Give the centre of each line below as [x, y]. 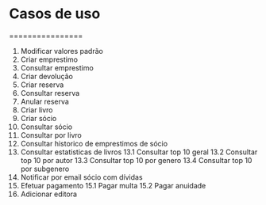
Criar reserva [42, 85]
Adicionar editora [49, 194]
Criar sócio [39, 118]
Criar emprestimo [49, 59]
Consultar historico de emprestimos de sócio [94, 143]
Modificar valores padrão [62, 51]
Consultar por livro [51, 135]
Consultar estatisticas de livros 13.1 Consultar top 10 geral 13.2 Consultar [139, 152]
